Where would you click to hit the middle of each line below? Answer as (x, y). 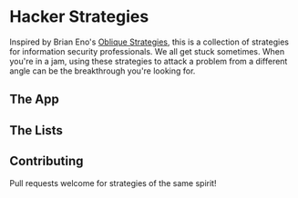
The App (34, 99)
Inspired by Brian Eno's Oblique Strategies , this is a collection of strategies (149, 42)
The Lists (36, 130)
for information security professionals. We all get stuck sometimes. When (147, 51)
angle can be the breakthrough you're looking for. (103, 71)
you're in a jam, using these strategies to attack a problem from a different (149, 61)
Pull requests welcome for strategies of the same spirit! (113, 183)
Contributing (46, 161)
